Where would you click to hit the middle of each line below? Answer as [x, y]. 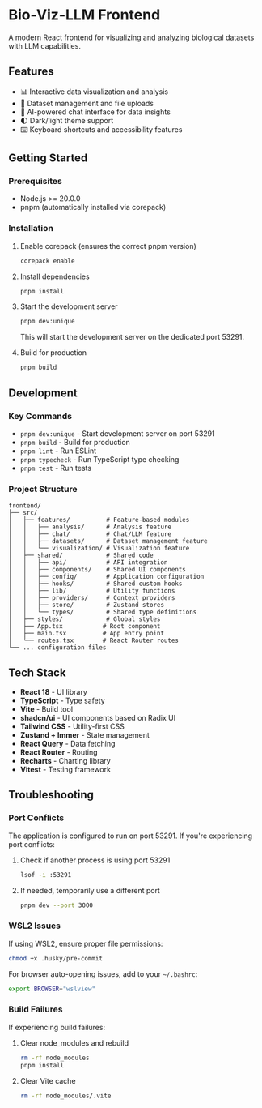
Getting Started [48, 158]
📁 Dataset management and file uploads [87, 103]
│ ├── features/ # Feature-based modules [99, 520]
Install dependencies [55, 276]
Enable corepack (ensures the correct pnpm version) [108, 246]
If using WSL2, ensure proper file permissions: [86, 943]
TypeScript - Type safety [62, 701]
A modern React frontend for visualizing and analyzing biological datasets [131, 37]
